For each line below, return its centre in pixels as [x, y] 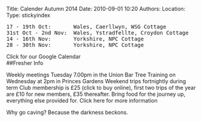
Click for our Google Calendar [43, 56]
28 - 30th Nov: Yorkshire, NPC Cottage [75, 45]
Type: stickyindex [28, 15]
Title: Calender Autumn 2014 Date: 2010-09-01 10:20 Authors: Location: [96, 9]
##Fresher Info [25, 63]
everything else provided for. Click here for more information [82, 100]
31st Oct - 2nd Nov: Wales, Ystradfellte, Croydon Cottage [98, 33]
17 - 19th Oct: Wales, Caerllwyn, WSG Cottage [86, 27]
